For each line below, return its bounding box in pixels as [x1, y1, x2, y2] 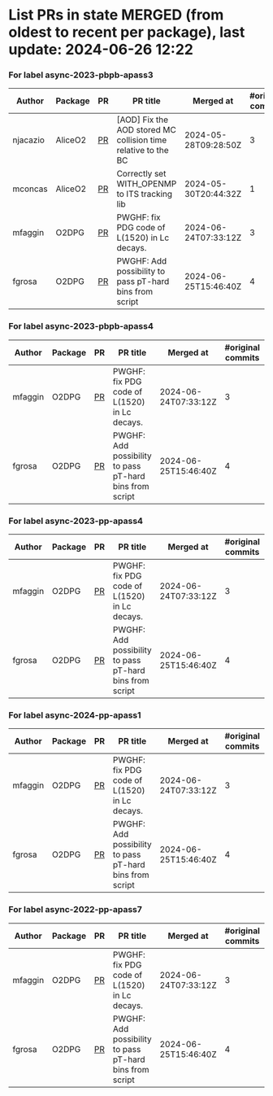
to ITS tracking [116, 189, 173, 200]
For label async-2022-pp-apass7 [8, 904, 142, 915]
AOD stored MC [116, 124, 176, 136]
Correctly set [116, 168, 167, 180]
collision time [116, 134, 167, 146]
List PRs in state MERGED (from [8, 6, 224, 24]
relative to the [116, 145, 169, 156]
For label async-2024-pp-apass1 [8, 710, 141, 721]
